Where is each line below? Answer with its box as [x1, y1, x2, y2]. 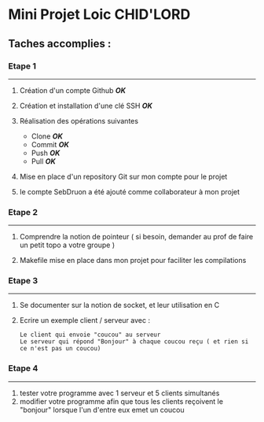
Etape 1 [8, 61, 37, 72]
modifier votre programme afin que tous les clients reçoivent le [19, 396, 224, 406]
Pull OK [31, 156, 57, 166]
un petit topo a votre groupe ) [19, 240, 115, 250]
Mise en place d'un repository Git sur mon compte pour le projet [19, 172, 228, 181]
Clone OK [31, 131, 63, 141]
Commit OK [31, 139, 69, 149]
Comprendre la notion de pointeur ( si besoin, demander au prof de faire [19, 232, 254, 242]
